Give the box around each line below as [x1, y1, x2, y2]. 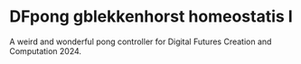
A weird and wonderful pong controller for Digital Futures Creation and [9, 36, 272, 47]
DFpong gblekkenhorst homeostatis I [9, 6, 294, 27]
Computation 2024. [9, 45, 82, 56]
